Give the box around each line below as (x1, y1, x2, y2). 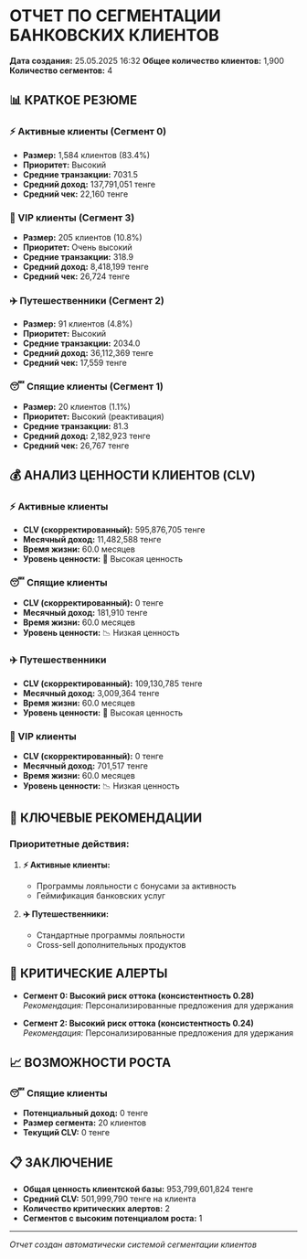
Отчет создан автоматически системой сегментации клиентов (9, 1239, 258, 1250)
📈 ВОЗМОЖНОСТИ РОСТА (9, 1054, 172, 1071)
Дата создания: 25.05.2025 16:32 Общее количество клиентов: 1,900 (9, 55, 285, 66)
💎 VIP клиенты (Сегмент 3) (9, 211, 135, 224)
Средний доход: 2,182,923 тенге (22, 430, 151, 441)
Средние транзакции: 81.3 (22, 420, 130, 431)
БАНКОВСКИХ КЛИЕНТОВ (9, 25, 219, 46)
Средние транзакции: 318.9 (22, 251, 134, 262)
